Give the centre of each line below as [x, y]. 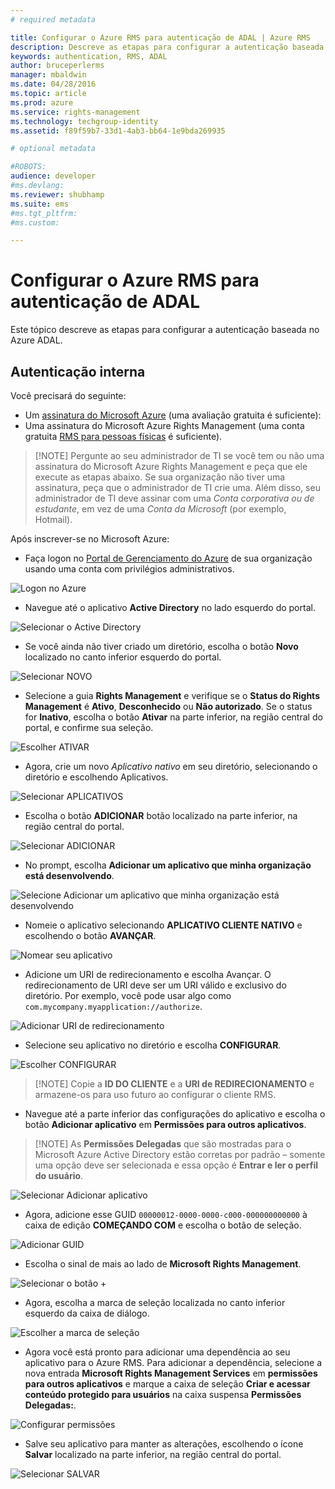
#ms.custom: [35, 222]
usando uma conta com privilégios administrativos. [129, 569]
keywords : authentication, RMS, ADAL [89, 56]
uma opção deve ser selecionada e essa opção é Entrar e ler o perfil [176, 1165]
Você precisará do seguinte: [68, 395]
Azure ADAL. [36, 340]
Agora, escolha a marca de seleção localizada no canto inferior [155, 1302]
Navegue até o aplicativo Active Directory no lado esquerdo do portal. [170, 607]
